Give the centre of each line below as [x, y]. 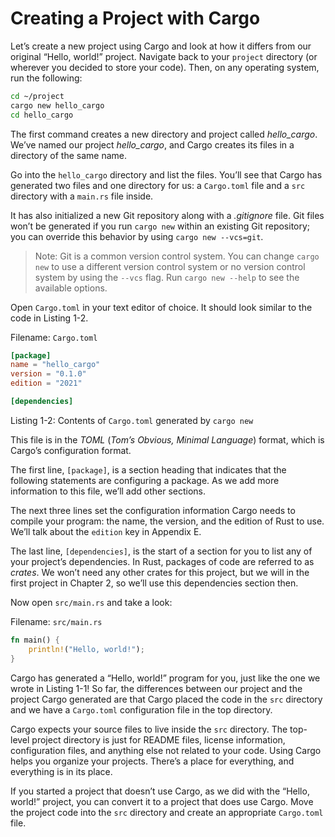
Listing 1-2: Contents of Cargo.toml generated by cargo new [132, 420]
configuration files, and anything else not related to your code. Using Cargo [166, 750]
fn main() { [35, 640]
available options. [71, 288]
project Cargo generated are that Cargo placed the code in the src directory [166, 699]
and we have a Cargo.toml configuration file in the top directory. [141, 709]
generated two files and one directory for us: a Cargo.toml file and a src [158, 185]
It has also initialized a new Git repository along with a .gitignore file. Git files [167, 215]
